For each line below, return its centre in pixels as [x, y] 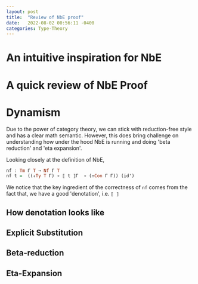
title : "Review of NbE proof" [45, 17]
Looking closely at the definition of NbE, [55, 159]
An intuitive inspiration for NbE [84, 58]
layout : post [22, 12]
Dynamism [33, 112]
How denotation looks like [55, 212]
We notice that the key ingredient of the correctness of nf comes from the [97, 187]
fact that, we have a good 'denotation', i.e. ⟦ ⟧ [63, 194]
